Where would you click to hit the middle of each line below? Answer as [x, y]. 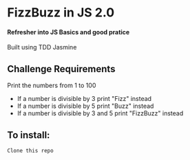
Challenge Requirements [61, 69]
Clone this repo [30, 151]
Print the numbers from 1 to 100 [52, 85]
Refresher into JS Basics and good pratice [68, 32]
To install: [29, 135]
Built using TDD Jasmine [42, 47]
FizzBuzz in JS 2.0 [61, 13]
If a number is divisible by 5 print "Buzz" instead [85, 106]
